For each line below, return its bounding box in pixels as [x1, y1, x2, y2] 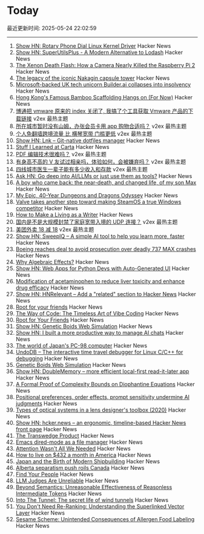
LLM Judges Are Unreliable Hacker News [15, 476, 119, 484]
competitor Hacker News [15, 204, 78, 212]
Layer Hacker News [15, 509, 65, 516]
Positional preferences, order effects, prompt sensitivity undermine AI [15, 393, 190, 400]
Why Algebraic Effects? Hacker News [15, 258, 110, 265]
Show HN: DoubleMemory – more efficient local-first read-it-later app [15, 368, 189, 375]
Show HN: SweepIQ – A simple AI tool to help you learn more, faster [15, 232, 185, 240]
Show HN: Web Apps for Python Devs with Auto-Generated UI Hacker [15, 265, 190, 272]
